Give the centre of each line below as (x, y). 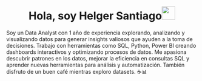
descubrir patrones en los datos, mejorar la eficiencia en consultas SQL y (98, 58)
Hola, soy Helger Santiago (95, 16)
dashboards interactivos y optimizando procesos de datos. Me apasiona (96, 52)
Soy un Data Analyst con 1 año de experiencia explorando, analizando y (96, 33)
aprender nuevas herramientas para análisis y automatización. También (96, 65)
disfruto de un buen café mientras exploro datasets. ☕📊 (77, 71)
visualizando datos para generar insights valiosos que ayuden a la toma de (99, 39)
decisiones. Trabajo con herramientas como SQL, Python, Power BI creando (101, 45)
